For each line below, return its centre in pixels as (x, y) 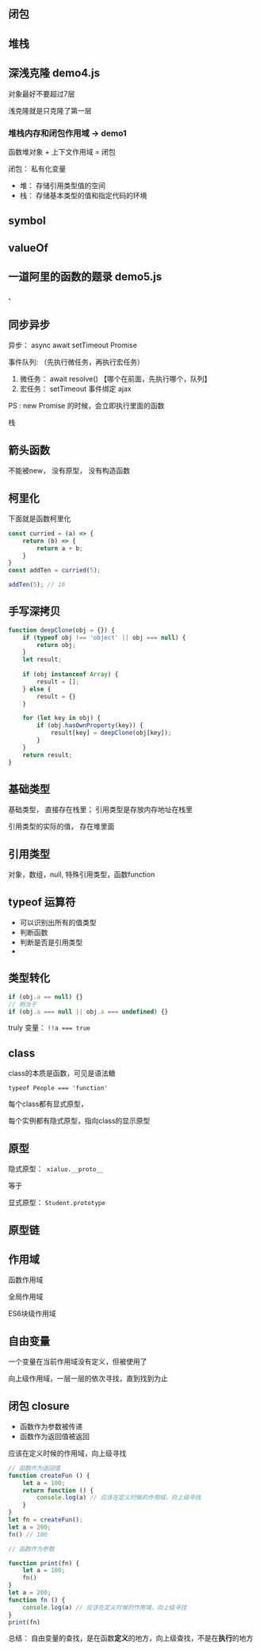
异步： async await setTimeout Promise (73, 345)
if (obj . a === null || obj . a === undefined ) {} (88, 1012)
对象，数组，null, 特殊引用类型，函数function (82, 875)
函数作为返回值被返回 (54, 1436)
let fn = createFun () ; (46, 1520)
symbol (27, 221)
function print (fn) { (44, 1563)
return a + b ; (60, 548)
